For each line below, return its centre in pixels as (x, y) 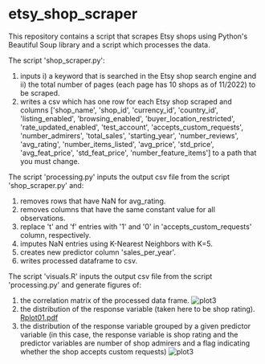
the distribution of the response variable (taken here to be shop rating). (137, 309)
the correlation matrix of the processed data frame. (105, 300)
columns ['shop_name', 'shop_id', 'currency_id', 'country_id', (119, 110)
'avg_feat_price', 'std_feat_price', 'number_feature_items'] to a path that (138, 153)
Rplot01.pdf (39, 317)
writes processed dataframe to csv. (79, 260)
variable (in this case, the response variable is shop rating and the (129, 334)
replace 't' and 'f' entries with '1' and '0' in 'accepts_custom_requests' (136, 227)
